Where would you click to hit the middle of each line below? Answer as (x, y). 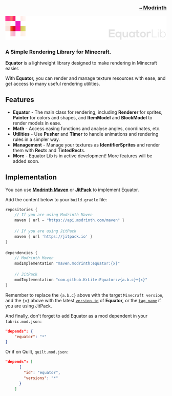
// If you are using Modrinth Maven (54, 215)
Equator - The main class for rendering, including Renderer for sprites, (88, 112)
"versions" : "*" (41, 378)
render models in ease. (37, 123)
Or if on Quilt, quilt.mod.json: (37, 352)
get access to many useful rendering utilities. (53, 84)
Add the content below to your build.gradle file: (56, 199)
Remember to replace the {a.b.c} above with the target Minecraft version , (84, 295)
